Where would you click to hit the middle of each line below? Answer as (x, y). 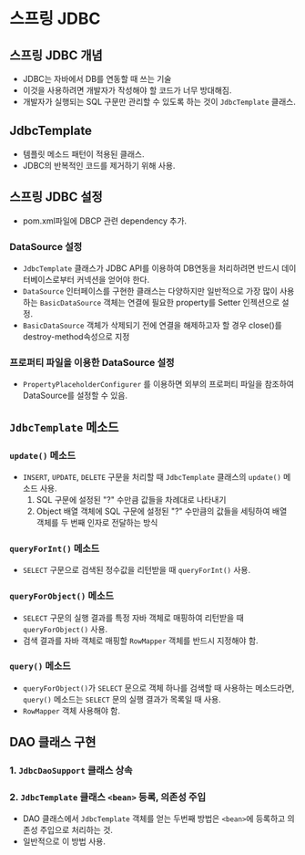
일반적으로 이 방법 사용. (64, 841)
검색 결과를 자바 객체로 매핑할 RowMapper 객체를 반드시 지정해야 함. (140, 641)
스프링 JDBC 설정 (56, 197)
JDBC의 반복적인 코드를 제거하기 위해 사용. (99, 165)
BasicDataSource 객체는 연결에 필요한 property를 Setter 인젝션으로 (160, 302)
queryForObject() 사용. (65, 629)
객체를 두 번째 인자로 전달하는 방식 (97, 522)
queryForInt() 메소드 (55, 548)
